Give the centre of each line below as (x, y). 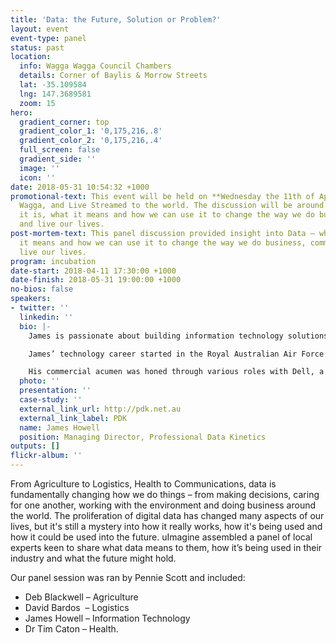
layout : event (40, 29)
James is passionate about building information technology (156, 336)
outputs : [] (35, 446)
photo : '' (39, 381)
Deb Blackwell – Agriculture (81, 597)
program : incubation (53, 261)
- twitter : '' (40, 308)
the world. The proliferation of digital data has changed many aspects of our (167, 515)
